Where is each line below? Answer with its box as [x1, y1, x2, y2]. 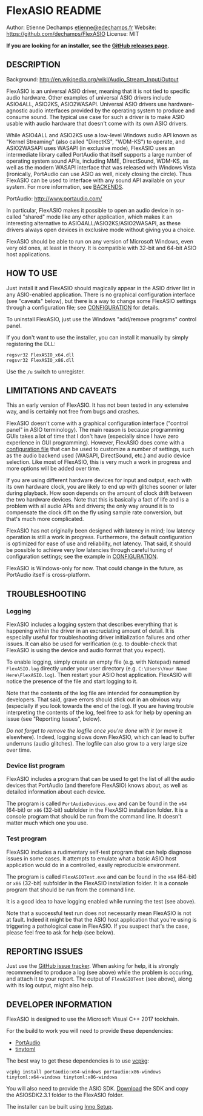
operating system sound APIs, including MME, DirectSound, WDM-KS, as [6, 157, 189, 165]
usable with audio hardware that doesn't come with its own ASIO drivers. [6, 120, 188, 127]
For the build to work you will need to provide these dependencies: [6, 1027, 173, 1035]
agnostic [6, 107, 28, 114]
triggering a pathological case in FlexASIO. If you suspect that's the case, [6, 922, 190, 930]
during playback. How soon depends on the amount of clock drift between [6, 489, 193, 497]
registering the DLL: [6, 340, 56, 347]
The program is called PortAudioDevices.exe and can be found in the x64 [6, 800, 187, 808]
